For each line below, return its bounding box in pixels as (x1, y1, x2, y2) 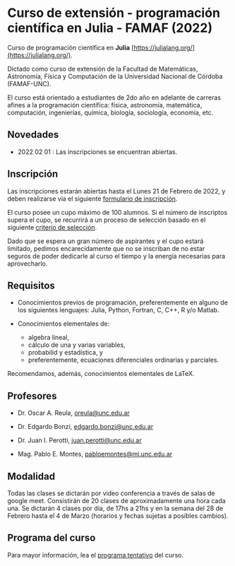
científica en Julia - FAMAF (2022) (7, 20, 213, 36)
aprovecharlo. (7, 259, 48, 268)
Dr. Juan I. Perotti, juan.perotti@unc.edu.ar (17, 436, 143, 444)
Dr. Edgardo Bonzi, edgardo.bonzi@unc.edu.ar (17, 423, 154, 431)
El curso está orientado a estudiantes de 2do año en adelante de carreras (7, 93, 221, 102)
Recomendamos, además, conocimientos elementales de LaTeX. (7, 370, 195, 378)
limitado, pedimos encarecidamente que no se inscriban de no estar (7, 244, 205, 252)
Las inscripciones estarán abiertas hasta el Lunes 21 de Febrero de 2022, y (7, 187, 226, 195)
